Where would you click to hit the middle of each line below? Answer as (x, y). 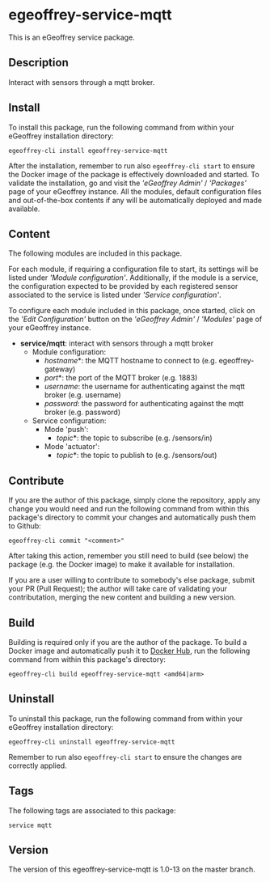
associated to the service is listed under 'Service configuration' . (115, 295)
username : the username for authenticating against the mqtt (144, 387)
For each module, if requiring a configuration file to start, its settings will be (133, 269)
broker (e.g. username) (82, 395)
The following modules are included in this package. (95, 253)
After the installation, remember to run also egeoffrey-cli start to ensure (132, 165)
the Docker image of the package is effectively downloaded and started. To (134, 174)
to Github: (25, 526)
